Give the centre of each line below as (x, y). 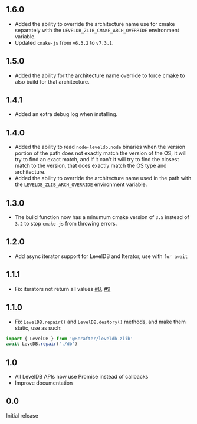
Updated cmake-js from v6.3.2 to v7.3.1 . (64, 42)
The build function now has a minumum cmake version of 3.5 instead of (102, 217)
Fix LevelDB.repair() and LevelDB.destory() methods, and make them (100, 322)
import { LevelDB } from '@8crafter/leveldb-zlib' (70, 339)
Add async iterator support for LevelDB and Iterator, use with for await (101, 256)
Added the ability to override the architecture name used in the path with (103, 178)
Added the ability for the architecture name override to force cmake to (100, 75)
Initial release (22, 415)
